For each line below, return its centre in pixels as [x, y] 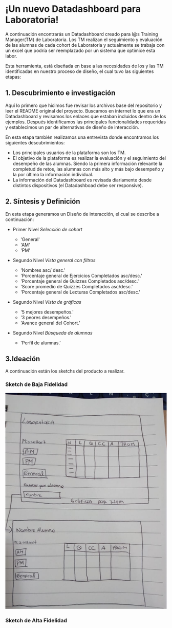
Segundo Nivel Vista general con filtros [54, 260]
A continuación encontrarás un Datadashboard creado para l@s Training [82, 34]
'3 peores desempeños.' [46, 317]
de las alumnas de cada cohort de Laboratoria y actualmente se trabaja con [85, 45]
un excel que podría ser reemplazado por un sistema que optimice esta [80, 50]
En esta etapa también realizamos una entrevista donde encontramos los [82, 137]
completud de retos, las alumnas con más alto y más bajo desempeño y [88, 169]
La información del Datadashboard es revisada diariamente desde [82, 180]
